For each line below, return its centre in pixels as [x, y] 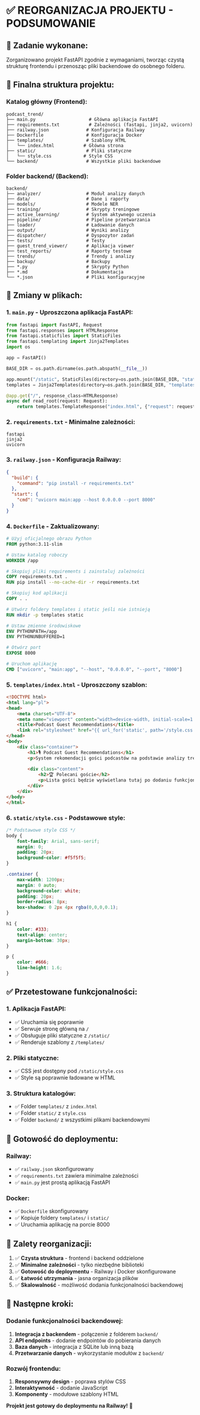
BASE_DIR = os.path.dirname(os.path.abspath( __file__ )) [77, 368]
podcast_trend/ [25, 114]
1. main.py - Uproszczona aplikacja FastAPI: [70, 313]
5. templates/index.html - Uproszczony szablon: [77, 685]
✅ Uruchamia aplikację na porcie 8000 [62, 1225]
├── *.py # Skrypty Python [68, 267]
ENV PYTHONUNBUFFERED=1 [36, 637]
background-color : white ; [49, 891]
